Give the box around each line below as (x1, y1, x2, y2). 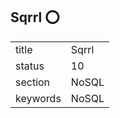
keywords (15, 91, 62, 105)
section (15, 75, 51, 89)
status (15, 59, 45, 73)
